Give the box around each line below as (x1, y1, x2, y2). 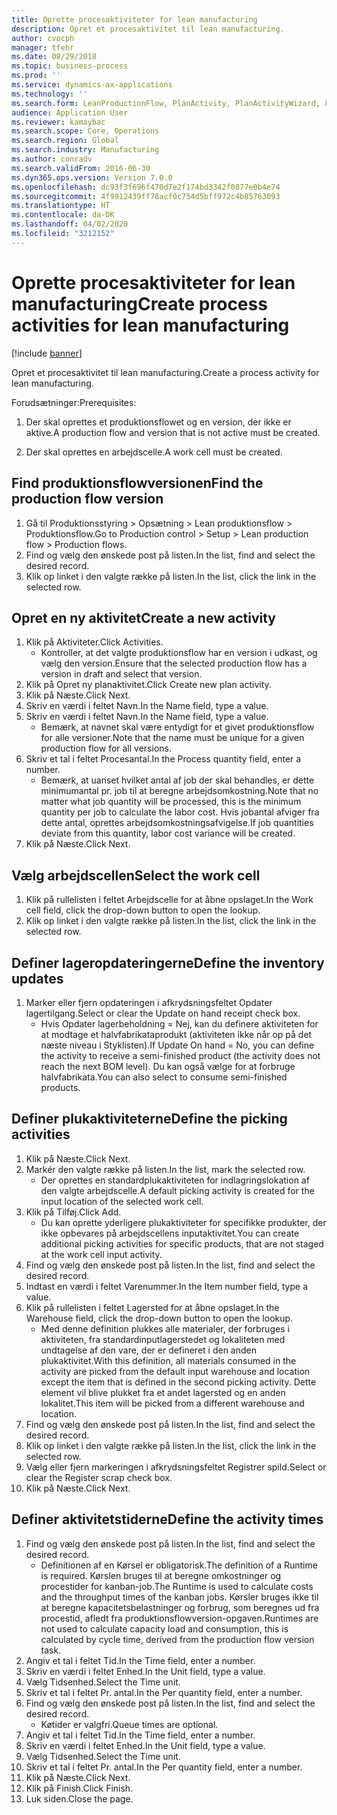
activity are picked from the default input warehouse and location (40, 1365, 311, 1377)
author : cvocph (11, 33, 75, 43)
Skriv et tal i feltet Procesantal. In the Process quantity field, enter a (25, 753, 302, 765)
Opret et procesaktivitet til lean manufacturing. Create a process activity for (11, 366, 320, 378)
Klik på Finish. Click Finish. (25, 1782, 134, 1794)
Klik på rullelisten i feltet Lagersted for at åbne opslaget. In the (25, 1301, 280, 1313)
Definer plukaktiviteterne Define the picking (11, 1111, 288, 1128)
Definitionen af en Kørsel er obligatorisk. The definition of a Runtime (40, 1559, 318, 1571)
